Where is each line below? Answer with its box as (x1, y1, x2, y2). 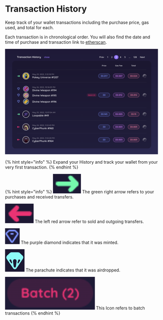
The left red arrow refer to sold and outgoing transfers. (34, 219, 144, 224)
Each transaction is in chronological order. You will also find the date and (5, 34, 150, 40)
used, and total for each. (5, 24, 54, 30)
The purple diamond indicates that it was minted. (20, 239, 119, 246)
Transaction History (5, 3, 87, 15)
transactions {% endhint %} (5, 310, 61, 316)
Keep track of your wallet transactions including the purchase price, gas (5, 19, 149, 25)
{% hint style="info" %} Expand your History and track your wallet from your (5, 159, 158, 165)
